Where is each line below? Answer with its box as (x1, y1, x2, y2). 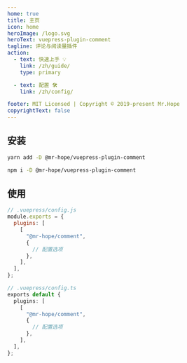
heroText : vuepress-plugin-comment (7, 36, 111, 43)
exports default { (7, 291, 61, 298)
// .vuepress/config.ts (7, 285, 77, 292)
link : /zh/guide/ (20, 62, 71, 69)
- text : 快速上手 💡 (13, 56, 67, 63)
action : (7, 50, 30, 57)
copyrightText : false (7, 107, 71, 114)
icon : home (7, 23, 39, 30)
